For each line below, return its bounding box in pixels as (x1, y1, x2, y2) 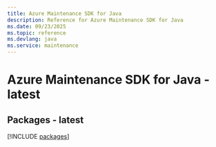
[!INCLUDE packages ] (7, 133, 70, 140)
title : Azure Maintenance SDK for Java (7, 10, 122, 17)
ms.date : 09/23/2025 (7, 23, 67, 30)
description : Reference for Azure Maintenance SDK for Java (7, 17, 184, 23)
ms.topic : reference (7, 29, 67, 37)
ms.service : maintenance (7, 42, 79, 49)
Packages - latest (7, 114, 84, 126)
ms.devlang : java (7, 36, 57, 43)
